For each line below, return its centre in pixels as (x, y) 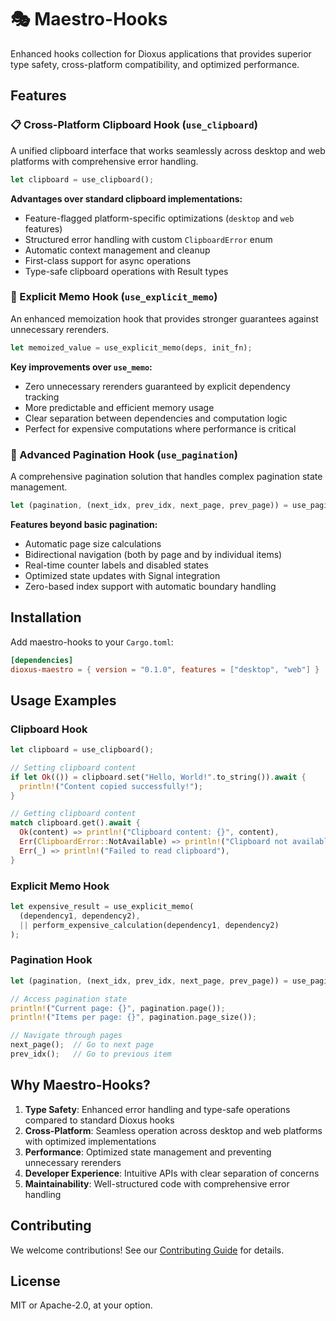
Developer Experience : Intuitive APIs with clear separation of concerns (172, 1173)
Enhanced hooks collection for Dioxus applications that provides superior (161, 53)
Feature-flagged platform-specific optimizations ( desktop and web (159, 218)
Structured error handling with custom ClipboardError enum (148, 239)
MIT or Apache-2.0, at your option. (81, 1305)
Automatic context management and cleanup (117, 250)
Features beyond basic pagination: (84, 524)
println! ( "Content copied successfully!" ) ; (111, 786)
